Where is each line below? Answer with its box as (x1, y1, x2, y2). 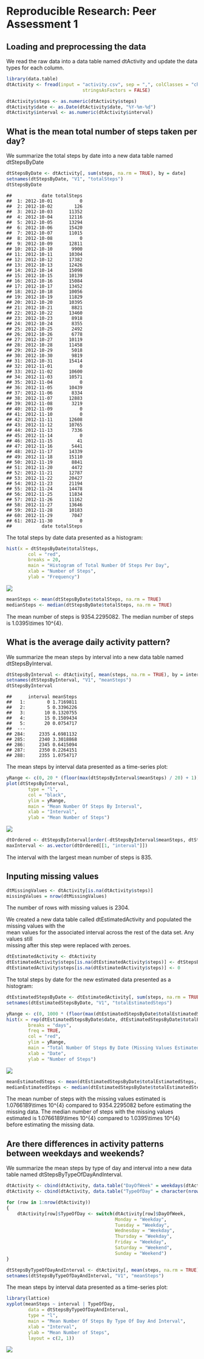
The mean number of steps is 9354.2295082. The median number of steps (6, 613, 194, 620)
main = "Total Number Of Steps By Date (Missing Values (28, 1045, 172, 1051)
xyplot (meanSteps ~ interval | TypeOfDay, (6, 1301, 115, 1307)
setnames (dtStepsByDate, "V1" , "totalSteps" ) (6, 175, 123, 182)
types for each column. (6, 64, 65, 71)
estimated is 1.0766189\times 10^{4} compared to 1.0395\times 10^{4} (6, 1115, 181, 1122)
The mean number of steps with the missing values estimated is (6, 1095, 166, 1103)
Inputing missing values (6, 871, 99, 881)
